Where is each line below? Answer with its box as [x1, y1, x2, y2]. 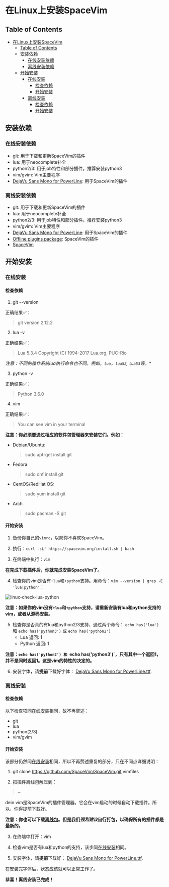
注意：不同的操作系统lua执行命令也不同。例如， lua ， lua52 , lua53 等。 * [5, 360, 152, 366]
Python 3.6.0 [17, 391, 44, 397]
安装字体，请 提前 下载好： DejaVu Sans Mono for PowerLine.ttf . [12, 855, 143, 861]
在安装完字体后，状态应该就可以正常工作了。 [5, 866, 98, 872]
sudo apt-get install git [25, 451, 72, 457]
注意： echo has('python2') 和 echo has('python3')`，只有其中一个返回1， [5, 651, 161, 657]
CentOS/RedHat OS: [12, 481, 54, 487]
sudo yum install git [25, 491, 66, 497]
